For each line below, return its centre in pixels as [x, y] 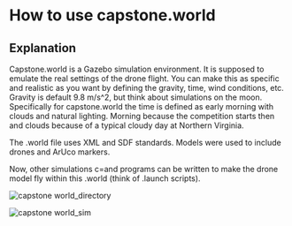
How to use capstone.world [112, 15]
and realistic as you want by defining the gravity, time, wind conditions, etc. [147, 88]
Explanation [43, 48]
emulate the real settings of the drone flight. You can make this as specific [145, 79]
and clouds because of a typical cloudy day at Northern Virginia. [127, 125]
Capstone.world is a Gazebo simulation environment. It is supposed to [137, 69]
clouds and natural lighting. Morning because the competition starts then [142, 116]
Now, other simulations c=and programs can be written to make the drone [144, 169]
